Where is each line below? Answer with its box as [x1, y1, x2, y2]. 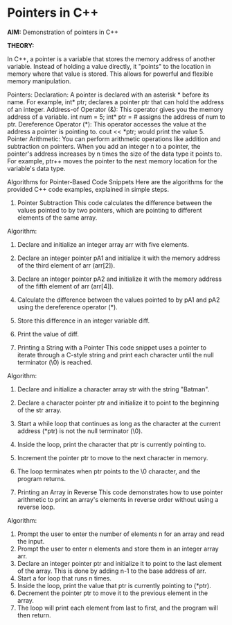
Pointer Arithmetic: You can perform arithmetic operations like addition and [7, 134, 221, 143]
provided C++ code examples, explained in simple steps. [7, 185, 170, 193]
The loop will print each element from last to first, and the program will [17, 603, 218, 612]
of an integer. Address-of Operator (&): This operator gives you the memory [7, 105, 224, 113]
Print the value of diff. [17, 330, 80, 338]
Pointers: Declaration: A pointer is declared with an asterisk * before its [7, 90, 210, 99]
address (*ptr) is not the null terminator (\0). [17, 426, 143, 435]
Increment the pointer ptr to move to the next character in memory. [17, 453, 208, 462]
